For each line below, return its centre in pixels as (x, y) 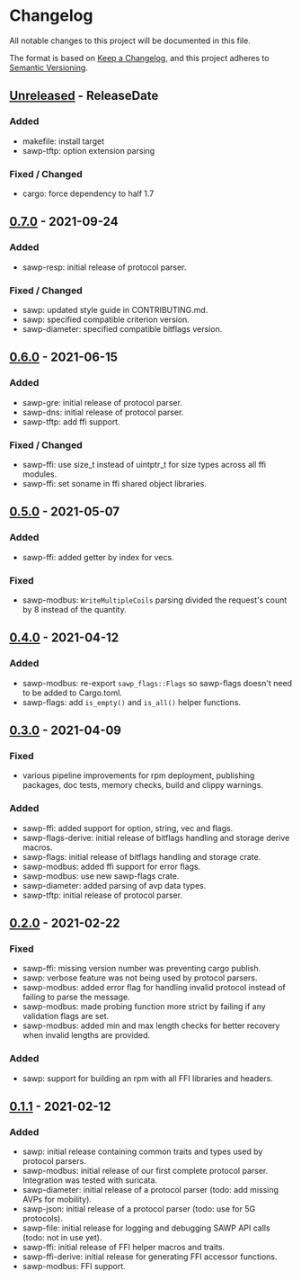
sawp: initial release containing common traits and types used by (142, 1151)
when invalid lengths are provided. (86, 1035)
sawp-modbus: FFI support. (74, 1267)
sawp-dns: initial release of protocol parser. (103, 412)
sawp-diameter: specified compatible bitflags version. (122, 328)
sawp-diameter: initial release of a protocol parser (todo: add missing (150, 1190)
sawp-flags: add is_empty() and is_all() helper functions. (131, 702)
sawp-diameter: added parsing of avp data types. (114, 885)
